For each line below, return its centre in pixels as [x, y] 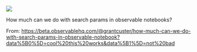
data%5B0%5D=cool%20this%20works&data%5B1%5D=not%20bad [91, 43]
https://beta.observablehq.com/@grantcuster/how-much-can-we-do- [106, 31]
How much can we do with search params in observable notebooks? [89, 20]
